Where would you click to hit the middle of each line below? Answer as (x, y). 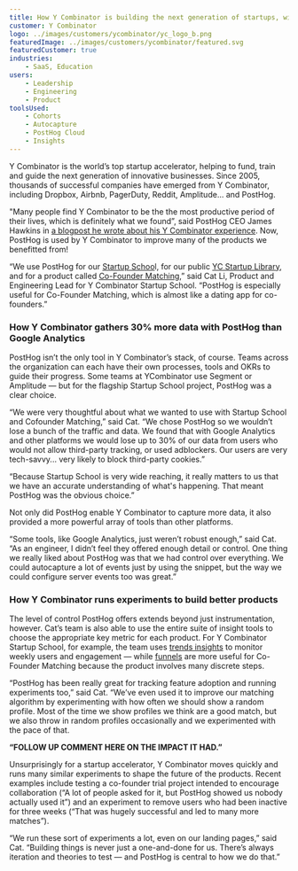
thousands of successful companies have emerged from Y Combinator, (140, 185)
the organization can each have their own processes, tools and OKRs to (140, 367)
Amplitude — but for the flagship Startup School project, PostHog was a (141, 385)
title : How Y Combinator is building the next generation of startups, (144, 17)
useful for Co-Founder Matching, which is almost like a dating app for (136, 294)
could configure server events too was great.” (93, 577)
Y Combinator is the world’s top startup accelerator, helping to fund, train (143, 166)
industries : (31, 58)
